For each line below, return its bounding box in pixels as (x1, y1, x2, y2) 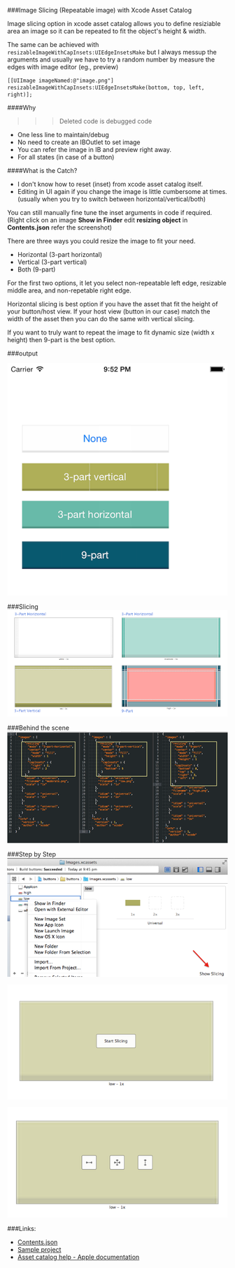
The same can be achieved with (7, 41, 99, 48)
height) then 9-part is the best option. (7, 336, 116, 344)
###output (7, 349, 38, 358)
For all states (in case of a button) (17, 153, 115, 161)
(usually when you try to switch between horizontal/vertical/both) (17, 195, 206, 203)
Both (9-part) (17, 265, 56, 274)
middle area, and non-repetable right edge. (7, 286, 131, 295)
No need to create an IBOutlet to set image (17, 138, 141, 146)
